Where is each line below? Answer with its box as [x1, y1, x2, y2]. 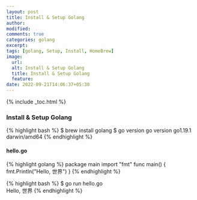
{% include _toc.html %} [6, 98, 67, 105]
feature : [11, 76, 34, 82]
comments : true [6, 31, 44, 37]
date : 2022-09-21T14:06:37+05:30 [6, 82, 90, 88]
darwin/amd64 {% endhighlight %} [6, 133, 93, 140]
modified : [6, 25, 31, 32]
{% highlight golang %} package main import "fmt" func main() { [6, 160, 166, 167]
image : [6, 54, 23, 60]
